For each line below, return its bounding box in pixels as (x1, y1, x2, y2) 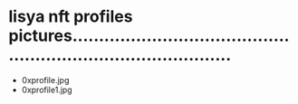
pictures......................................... (8, 25, 290, 46)
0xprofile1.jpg (21, 84, 73, 95)
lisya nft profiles (8, 6, 133, 27)
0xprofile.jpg (21, 74, 70, 85)
